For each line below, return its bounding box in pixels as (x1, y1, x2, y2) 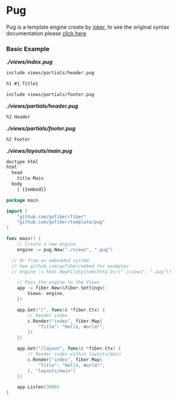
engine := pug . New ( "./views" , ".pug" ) (17, 247, 113, 253)
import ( (6, 208, 28, 214)
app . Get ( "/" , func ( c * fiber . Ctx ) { (17, 306, 105, 313)
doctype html (6, 159, 39, 165)
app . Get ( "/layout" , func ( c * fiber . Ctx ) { (17, 345, 122, 352)
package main (6, 197, 39, 203)
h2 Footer (6, 136, 31, 142)
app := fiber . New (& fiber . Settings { (17, 285, 105, 291)
